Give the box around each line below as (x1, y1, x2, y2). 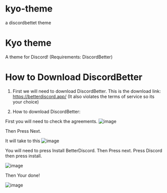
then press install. (5, 153, 42, 159)
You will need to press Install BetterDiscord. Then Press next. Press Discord (5, 147, 162, 153)
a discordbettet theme (5, 20, 51, 26)
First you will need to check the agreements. (5, 118, 97, 124)
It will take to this (5, 138, 40, 144)
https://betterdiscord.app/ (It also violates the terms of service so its (12, 93, 155, 100)
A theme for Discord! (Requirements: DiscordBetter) (5, 54, 113, 60)
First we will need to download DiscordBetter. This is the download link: (12, 88, 161, 94)
